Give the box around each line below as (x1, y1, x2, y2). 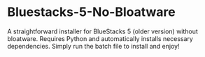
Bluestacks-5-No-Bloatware (7, 4, 176, 20)
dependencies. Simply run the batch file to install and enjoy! (7, 42, 180, 50)
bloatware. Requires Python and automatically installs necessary (7, 34, 194, 42)
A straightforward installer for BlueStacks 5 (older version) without (7, 27, 198, 35)
